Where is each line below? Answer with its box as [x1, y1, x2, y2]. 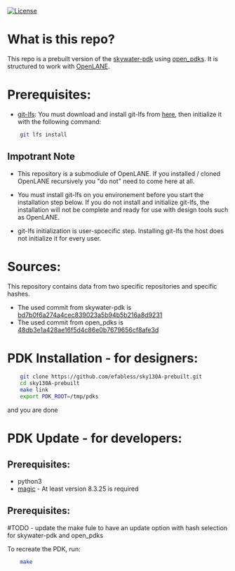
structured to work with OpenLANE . [7, 62, 110, 70]
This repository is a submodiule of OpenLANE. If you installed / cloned [17, 169, 221, 177]
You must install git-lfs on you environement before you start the [17, 190, 204, 199]
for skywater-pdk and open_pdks [7, 531, 104, 539]
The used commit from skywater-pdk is [17, 303, 132, 311]
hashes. [7, 289, 30, 298]
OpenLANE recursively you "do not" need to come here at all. [17, 177, 195, 185]
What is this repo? [7, 32, 116, 47]
